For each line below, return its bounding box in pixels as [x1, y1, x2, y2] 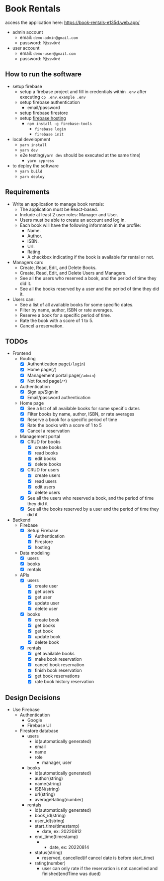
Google [27, 717, 42, 723]
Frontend [12, 350, 31, 356]
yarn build [19, 169, 43, 174]
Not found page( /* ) [27, 378, 67, 384]
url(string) [34, 791, 56, 797]
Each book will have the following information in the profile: [19, 222, 141, 228]
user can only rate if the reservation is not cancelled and [42, 866, 158, 872]
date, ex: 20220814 [49, 844, 89, 850]
